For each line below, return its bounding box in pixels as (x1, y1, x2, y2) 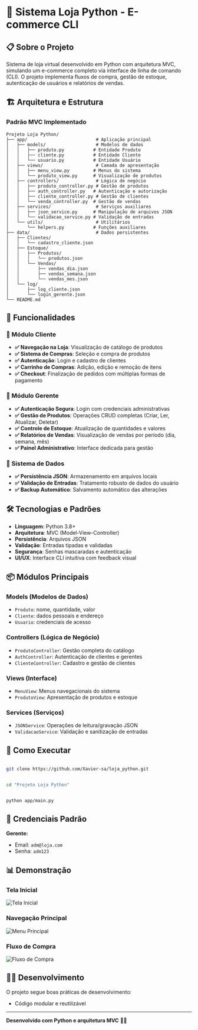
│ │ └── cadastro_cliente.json (6, 240, 94, 246)
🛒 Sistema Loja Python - (6, 5, 126, 19)
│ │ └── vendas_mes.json (6, 276, 88, 282)
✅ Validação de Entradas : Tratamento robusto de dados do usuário (14, 479, 179, 486)
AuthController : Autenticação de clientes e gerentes (14, 653, 143, 660)
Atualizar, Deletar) (14, 418, 59, 426)
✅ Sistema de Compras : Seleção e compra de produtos (14, 351, 150, 358)
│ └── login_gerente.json (6, 292, 85, 297)
